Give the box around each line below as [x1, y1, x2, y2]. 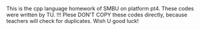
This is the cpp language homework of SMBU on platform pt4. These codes [6, 5, 195, 12]
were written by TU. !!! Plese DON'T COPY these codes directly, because [6, 11, 188, 18]
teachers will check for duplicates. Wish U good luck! [6, 18, 139, 24]
